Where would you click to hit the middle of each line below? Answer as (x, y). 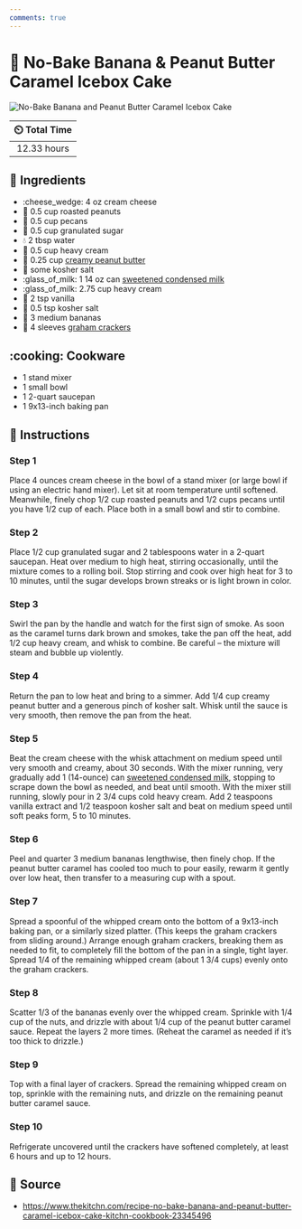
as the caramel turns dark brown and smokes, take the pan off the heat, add (151, 633)
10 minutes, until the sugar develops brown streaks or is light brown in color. (151, 581)
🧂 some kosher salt (58, 270)
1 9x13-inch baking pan (65, 407)
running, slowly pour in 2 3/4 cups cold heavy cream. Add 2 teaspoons (141, 797)
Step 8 (24, 992)
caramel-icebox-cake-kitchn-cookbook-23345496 (117, 1215)
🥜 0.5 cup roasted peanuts (72, 211)
